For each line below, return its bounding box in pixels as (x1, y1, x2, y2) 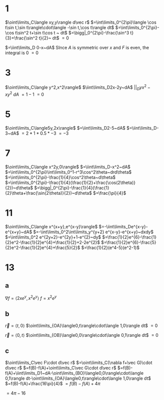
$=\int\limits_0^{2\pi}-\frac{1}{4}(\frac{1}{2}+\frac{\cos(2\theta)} (5, 180, 136, 185)
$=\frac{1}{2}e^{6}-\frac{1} (102, 234, 157, 240)
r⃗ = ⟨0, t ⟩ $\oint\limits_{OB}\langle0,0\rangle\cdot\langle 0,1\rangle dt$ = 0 (5, 332, 159, 338)
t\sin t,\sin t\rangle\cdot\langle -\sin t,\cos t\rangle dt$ (5, 24, 114, 30)
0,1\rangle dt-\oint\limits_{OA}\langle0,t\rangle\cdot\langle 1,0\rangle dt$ (5, 375, 151, 381)
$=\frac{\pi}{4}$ (93, 190, 126, 196)
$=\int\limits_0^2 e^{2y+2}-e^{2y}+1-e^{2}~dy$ (5, 234, 102, 240)
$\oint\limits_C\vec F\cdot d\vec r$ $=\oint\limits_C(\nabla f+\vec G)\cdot (5, 360, 153, 365)
